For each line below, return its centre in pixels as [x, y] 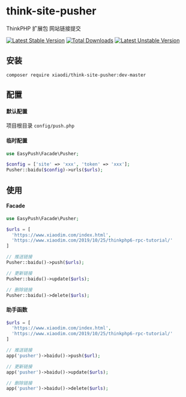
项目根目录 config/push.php [40, 126]
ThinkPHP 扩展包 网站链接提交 [43, 28]
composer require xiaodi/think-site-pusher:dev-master [76, 75]
